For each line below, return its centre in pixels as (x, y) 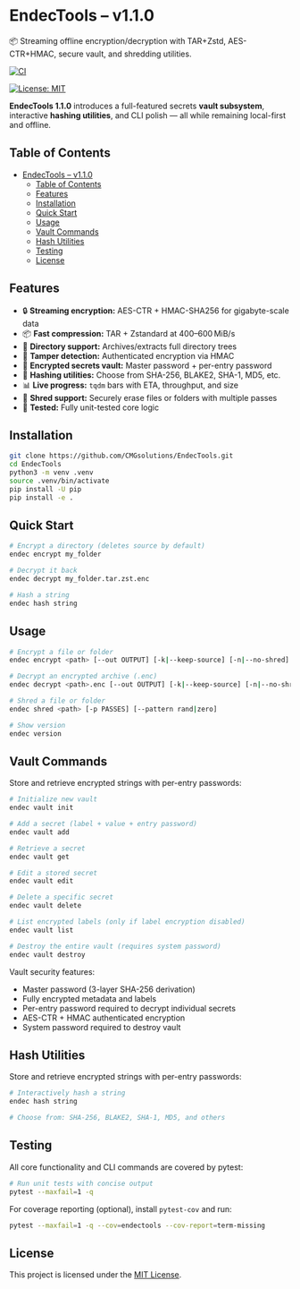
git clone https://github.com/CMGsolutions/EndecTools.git (121, 456)
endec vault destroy (48, 954)
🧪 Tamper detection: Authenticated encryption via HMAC (128, 355)
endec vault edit (42, 881)
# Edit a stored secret (54, 873)
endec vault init (42, 808)
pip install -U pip (46, 489)
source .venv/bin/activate (59, 481)
